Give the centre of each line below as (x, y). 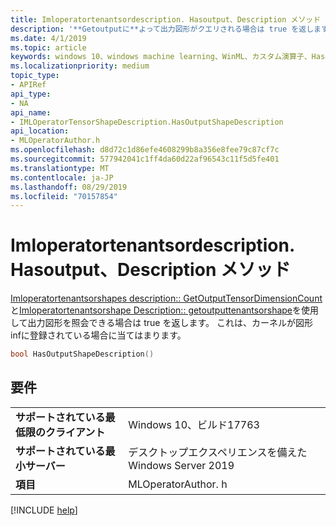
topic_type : (35, 76)
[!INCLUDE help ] (44, 510)
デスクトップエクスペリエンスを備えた (218, 452)
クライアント (75, 432)
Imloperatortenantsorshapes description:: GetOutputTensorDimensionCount (166, 298)
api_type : (31, 94)
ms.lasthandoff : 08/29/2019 (69, 187)
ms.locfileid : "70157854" (64, 196)
